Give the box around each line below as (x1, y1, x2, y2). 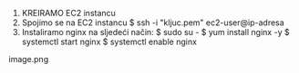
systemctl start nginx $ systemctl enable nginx (21, 36, 198, 47)
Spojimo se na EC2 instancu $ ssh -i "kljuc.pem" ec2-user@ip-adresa (21, 17, 284, 28)
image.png (8, 54, 49, 64)
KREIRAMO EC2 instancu (21, 8, 116, 18)
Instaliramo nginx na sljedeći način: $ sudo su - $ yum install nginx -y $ (21, 27, 290, 37)
